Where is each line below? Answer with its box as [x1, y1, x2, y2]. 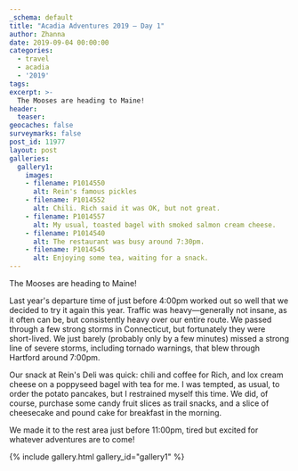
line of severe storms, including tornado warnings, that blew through [9, 343, 261, 353]
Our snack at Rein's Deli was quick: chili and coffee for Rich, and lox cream [9, 369, 284, 380]
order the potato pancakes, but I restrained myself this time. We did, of [9, 389, 269, 399]
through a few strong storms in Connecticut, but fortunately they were [9, 324, 266, 335]
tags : [9, 79, 29, 88]
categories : [9, 46, 53, 55]
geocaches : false [9, 121, 74, 130]
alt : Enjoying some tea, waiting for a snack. [32, 253, 209, 263]
